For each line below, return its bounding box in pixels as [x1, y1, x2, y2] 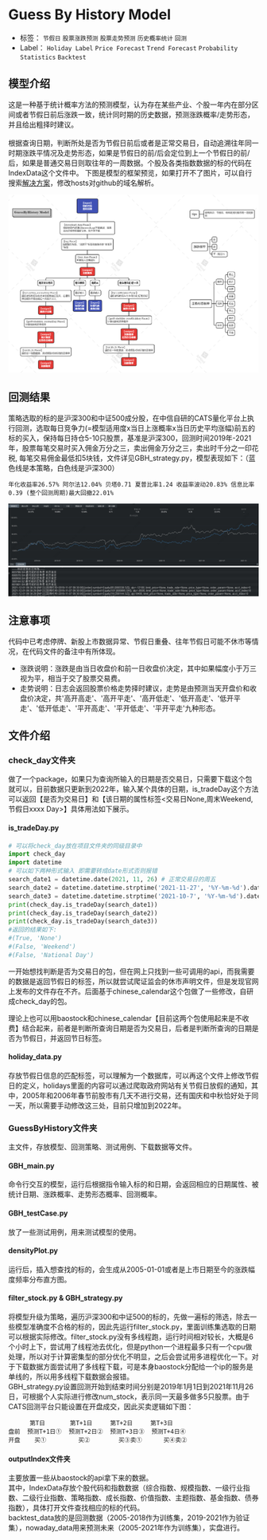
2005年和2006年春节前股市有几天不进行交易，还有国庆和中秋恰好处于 [21, 1090, 252, 1100]
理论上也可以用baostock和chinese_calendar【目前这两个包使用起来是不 [8, 1013, 242, 1022]
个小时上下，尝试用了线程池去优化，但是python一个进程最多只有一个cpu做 [8, 1342, 253, 1352]
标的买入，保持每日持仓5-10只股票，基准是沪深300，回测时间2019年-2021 [8, 433, 252, 443]
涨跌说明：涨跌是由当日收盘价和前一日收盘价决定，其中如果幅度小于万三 [19, 664, 257, 673]
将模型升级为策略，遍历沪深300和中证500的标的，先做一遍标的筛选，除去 [8, 1312, 250, 1321]
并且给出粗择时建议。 [8, 120, 78, 129]
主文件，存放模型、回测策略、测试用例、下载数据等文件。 [8, 1142, 196, 1152]
